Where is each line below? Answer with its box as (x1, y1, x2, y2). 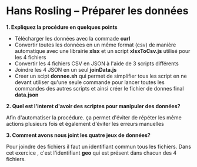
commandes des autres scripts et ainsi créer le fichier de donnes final (14, 85, 184, 92)
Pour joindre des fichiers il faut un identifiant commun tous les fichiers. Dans (6, 143, 191, 150)
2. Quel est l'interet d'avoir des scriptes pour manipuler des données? (6, 102, 181, 109)
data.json (14, 91, 39, 98)
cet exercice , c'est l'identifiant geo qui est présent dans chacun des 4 (6, 149, 177, 156)
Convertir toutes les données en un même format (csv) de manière (14, 41, 176, 48)
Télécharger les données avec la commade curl (14, 35, 131, 42)
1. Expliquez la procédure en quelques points (6, 24, 118, 31)
